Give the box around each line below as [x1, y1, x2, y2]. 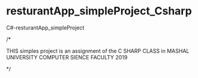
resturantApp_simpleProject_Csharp [6, 4, 192, 18]
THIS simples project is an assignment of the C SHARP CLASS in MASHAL [6, 47, 190, 55]
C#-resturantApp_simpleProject [6, 24, 85, 31]
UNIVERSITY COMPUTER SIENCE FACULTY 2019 [6, 53, 128, 61]
